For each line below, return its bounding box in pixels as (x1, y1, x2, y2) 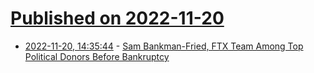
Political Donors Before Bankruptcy (24, 50, 170, 62)
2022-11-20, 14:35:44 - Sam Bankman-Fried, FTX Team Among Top (24, 40, 304, 52)
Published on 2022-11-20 (10, 7, 225, 30)
